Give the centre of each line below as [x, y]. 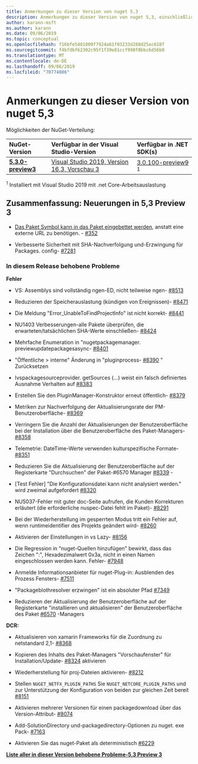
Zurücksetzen [32, 366]
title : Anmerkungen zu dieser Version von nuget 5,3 [72, 12]
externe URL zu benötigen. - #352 [56, 233]
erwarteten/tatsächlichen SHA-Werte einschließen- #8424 [85, 330]
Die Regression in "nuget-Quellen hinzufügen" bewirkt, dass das [93, 548]
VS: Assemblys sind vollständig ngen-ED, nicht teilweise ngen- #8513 [99, 290]
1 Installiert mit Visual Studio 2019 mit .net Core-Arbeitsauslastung [86, 184]
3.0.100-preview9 [163, 163]
